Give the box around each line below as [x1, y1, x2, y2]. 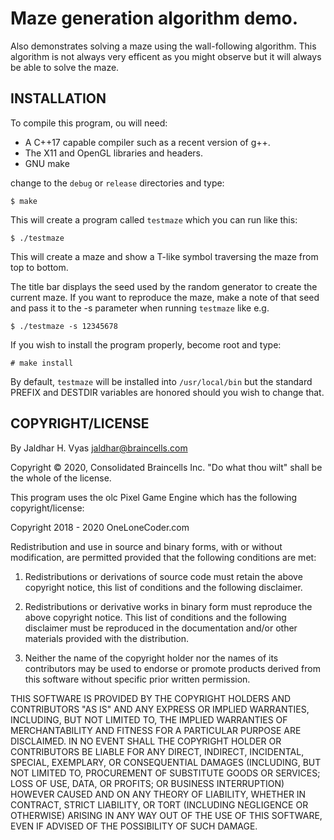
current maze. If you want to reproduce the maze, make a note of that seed [10, 291, 320, 303]
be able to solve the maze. [10, 61, 120, 73]
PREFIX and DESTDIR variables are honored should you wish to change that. [10, 386, 325, 398]
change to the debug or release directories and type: [10, 177, 225, 189]
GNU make [24, 157, 70, 169]
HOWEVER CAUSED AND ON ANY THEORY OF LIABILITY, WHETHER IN [10, 788, 307, 800]
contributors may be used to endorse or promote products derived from [24, 662, 321, 674]
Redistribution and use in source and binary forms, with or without [10, 540, 283, 552]
